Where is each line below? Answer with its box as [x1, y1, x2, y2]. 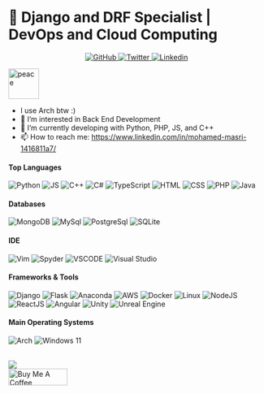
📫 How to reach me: [19, 132, 90, 141]
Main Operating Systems [8, 318, 94, 327]
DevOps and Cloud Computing [8, 25, 218, 44]
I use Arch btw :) [19, 106, 76, 115]
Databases [8, 199, 46, 209]
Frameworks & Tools [8, 272, 79, 282]
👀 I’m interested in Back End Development [19, 114, 161, 123]
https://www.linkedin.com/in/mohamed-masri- [91, 132, 247, 141]
